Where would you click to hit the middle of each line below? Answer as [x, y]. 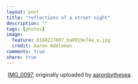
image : [15, 35]
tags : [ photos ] [26, 29]
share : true [21, 57]
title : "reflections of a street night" [59, 18]
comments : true [26, 52]
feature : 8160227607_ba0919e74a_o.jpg [61, 40]
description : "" [27, 23]
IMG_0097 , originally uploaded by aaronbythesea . [70, 74]
